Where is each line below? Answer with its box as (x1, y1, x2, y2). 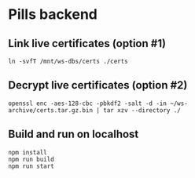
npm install (8, 148, 47, 156)
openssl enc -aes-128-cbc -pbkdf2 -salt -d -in (8, 100, 167, 107)
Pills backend (8, 5, 98, 24)
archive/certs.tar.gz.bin (8, 106, 93, 114)
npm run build (8, 155, 55, 163)
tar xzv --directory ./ (103, 106, 181, 114)
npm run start (8, 162, 55, 170)
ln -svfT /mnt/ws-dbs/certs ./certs (8, 57, 128, 65)
